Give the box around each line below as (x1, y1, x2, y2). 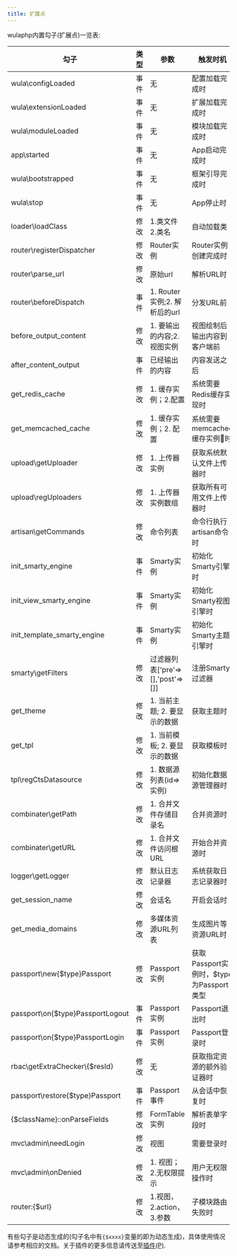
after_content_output (11, 359, 80, 369)
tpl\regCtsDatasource (11, 774, 83, 784)
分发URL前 (191, 297, 227, 307)
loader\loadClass (11, 221, 68, 231)
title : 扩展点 (7, 10, 46, 18)
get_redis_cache (11, 389, 66, 399)
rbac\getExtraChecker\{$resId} (11, 1061, 114, 1071)
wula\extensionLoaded (11, 102, 87, 112)
